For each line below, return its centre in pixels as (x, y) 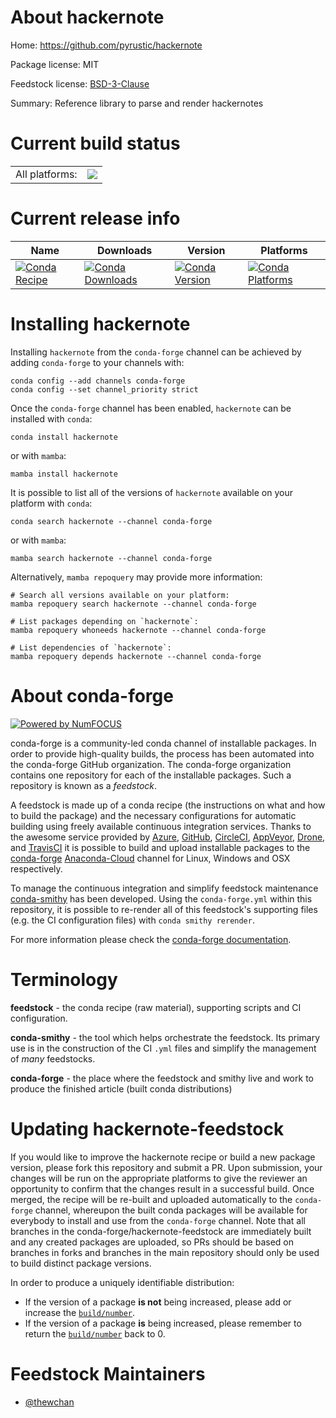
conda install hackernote (64, 437)
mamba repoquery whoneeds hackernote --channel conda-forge (138, 630)
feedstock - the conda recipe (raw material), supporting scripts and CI (156, 1007)
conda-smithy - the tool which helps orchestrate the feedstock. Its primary (165, 1037)
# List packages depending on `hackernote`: (104, 621)
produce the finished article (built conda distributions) (121, 1088)
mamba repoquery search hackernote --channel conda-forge (133, 604)
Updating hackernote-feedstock (147, 1128)
